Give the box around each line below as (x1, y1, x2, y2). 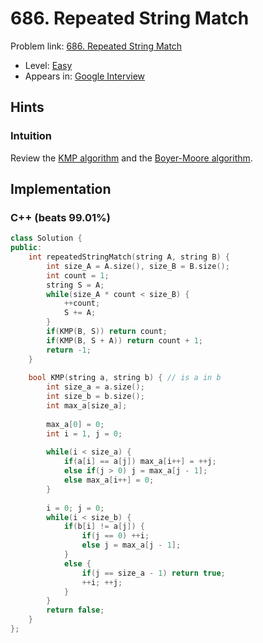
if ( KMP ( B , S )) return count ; (46, 327, 168, 337)
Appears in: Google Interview (24, 70, 146, 82)
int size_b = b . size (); (46, 392, 145, 402)
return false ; (46, 605, 105, 616)
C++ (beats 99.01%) (10, 210, 111, 224)
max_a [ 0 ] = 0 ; (46, 419, 105, 429)
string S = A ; (46, 280, 105, 290)
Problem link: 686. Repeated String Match (10, 40, 183, 52)
